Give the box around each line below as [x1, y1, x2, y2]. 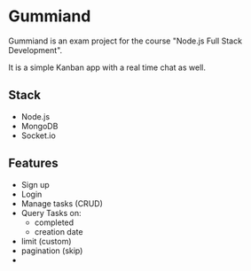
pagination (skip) [20, 245, 83, 256]
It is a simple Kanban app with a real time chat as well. [8, 62, 206, 73]
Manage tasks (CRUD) [20, 197, 104, 209]
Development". [8, 44, 63, 55]
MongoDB [20, 120, 59, 131]
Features [8, 156, 59, 171]
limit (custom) [20, 236, 72, 246]
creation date [34, 226, 83, 236]
